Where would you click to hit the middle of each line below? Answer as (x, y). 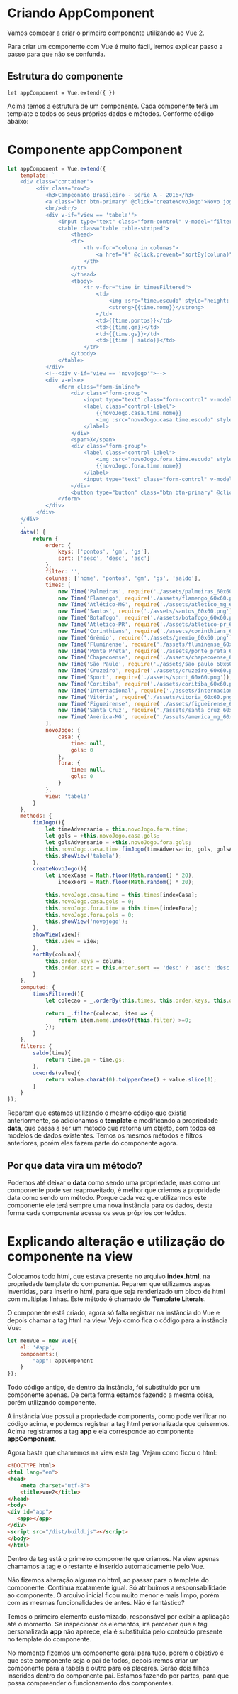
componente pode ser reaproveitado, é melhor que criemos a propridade (114, 1190)
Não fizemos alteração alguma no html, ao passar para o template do (108, 1580)
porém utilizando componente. (52, 1403)
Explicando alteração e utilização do (116, 1242)
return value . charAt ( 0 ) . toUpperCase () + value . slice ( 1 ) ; (131, 1079)
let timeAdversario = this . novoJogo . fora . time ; (117, 829)
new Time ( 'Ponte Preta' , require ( (109, 651)
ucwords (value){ (57, 1073)
